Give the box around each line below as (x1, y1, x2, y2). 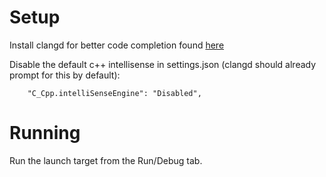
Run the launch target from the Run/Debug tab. (9, 154, 203, 166)
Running (9, 122, 81, 145)
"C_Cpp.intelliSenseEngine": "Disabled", (27, 88, 202, 98)
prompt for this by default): (9, 69, 121, 81)
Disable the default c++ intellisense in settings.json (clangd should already (9, 58, 317, 70)
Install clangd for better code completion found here (9, 39, 225, 51)
